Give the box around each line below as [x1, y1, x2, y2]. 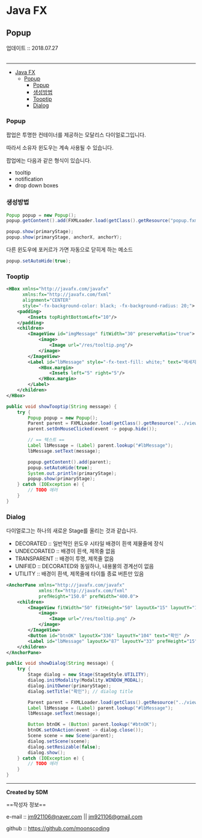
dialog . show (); [28, 749, 66, 755]
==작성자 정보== [6, 801, 46, 808]
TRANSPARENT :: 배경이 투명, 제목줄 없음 [14, 555, 114, 562]
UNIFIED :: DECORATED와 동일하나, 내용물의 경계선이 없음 [14, 563, 155, 570]
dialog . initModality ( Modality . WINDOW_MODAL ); [28, 677, 144, 683]
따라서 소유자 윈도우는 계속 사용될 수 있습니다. [6, 144, 114, 152]
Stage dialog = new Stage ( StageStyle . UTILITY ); [28, 671, 149, 678]
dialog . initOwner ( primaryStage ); [28, 683, 112, 689]
